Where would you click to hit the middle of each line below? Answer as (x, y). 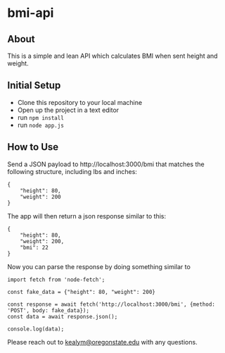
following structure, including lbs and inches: (72, 171)
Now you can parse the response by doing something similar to (99, 266)
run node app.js (41, 125)
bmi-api (31, 13)
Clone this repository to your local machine (80, 102)
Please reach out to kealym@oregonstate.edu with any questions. (103, 342)
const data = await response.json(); (63, 316)
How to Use (33, 147)
